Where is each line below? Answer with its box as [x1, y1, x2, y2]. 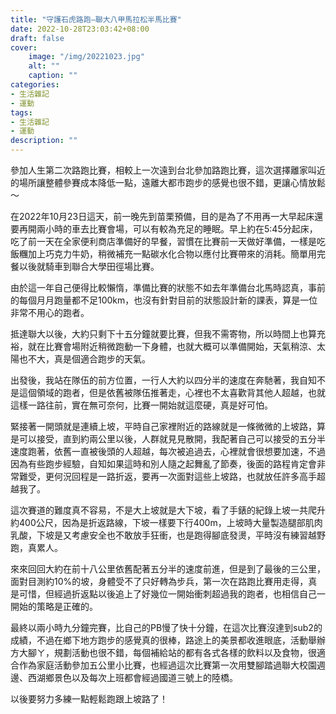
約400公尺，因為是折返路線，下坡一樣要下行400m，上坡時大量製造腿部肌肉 [10, 517, 323, 528]
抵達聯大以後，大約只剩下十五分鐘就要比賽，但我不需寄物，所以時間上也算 [10, 328, 317, 340]
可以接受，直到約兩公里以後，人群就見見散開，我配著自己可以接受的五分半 [18, 433, 326, 445]
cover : [10, 42, 38, 53]
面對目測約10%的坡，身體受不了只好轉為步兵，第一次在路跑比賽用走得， [10, 576, 309, 587]
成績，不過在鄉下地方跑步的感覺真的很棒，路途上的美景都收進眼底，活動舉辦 [10, 634, 326, 646]
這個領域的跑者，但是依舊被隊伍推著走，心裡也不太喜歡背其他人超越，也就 [18, 387, 326, 398]
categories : [10, 80, 60, 90]
